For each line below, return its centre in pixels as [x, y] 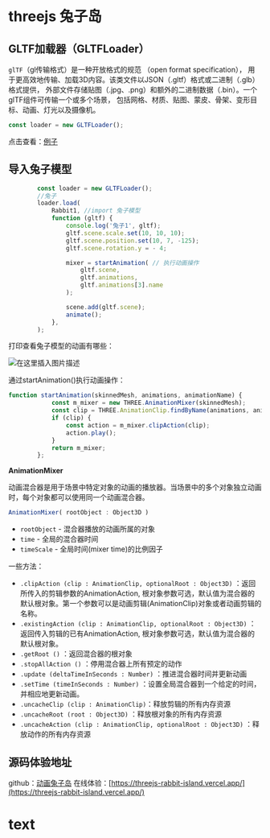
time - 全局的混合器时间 [59, 539]
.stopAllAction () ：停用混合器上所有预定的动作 [101, 664]
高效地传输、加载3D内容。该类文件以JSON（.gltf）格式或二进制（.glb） [141, 80]
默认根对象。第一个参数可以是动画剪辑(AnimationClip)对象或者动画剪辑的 [141, 604]
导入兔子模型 [40, 169]
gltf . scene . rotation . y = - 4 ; [116, 248]
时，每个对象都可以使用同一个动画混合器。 [79, 497]
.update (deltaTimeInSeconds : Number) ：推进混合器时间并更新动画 [133, 674]
